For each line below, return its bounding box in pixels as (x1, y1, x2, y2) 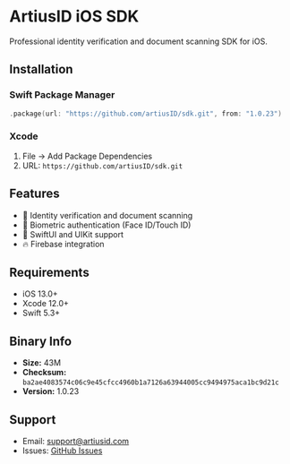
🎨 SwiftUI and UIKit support (21, 228, 124, 239)
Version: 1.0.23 (21, 386, 80, 397)
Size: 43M (21, 357, 61, 368)
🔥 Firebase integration (21, 238, 105, 249)
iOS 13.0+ (21, 288, 58, 299)
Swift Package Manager (9, 89, 115, 101)
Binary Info (9, 333, 72, 348)
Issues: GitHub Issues (21, 445, 103, 456)
